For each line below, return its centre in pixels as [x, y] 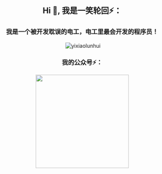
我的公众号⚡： [82, 63]
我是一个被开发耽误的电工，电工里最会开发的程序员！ [82, 32]
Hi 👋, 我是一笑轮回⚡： [82, 11]
